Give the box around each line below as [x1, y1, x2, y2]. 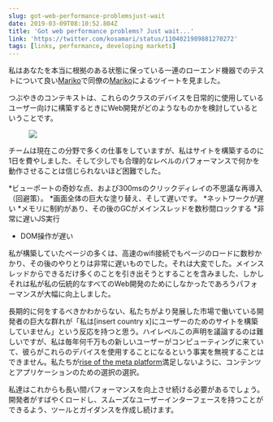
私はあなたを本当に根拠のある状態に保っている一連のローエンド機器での [8, 66, 250, 76]
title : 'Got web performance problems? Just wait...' [8, 27, 195, 35]
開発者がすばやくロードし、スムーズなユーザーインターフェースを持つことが [8, 395, 264, 405]
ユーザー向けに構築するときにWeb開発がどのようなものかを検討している [8, 103, 252, 113]
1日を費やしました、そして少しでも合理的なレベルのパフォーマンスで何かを [8, 156, 260, 166]
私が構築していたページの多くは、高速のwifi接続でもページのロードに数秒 [8, 249, 255, 259]
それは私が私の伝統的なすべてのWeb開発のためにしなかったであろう [8, 279, 237, 289]
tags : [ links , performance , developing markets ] [8, 42, 176, 50]
